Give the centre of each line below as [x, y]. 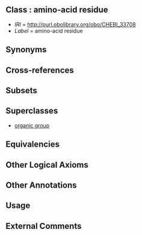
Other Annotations [41, 185]
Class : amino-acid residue [57, 10]
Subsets [21, 90]
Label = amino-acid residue [48, 31]
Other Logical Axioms [47, 165]
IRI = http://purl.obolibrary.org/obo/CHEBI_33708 [75, 24]
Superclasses [32, 111]
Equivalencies [32, 145]
